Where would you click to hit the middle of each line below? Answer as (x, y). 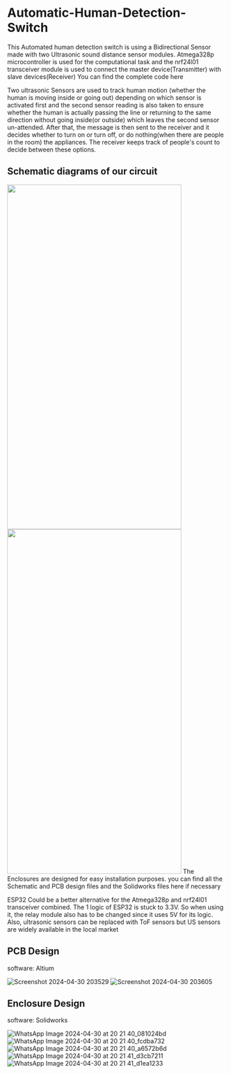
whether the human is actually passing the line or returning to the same (109, 112)
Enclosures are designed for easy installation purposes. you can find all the (115, 879)
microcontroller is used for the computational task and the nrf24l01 (103, 61)
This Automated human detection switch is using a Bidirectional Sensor (109, 47)
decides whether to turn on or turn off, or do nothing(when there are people (115, 135)
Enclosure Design (46, 1003)
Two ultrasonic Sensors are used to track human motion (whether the (107, 90)
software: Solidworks (38, 1020)
